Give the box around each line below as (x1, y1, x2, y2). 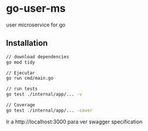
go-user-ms (6, 2, 66, 15)
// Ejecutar (6, 70, 35, 76)
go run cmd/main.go (6, 75, 54, 81)
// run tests (6, 86, 38, 92)
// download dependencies (6, 53, 69, 60)
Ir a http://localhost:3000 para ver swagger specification (6, 118, 143, 125)
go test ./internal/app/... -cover (6, 108, 93, 113)
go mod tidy (6, 59, 35, 65)
